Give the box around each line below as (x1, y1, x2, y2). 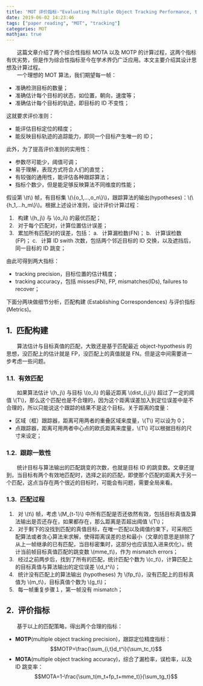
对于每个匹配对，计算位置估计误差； (18, 222, 108, 229)
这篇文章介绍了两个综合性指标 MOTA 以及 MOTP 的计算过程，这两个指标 (16, 49, 197, 56)
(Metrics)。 (6, 306, 34, 313)
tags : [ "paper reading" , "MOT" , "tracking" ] (6, 20, 120, 26)
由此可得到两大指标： (6, 258, 59, 265)
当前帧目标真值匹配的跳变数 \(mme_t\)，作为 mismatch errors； (20, 548, 179, 555)
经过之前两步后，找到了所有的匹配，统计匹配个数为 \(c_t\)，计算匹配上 (18, 555, 193, 563)
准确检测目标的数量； (14, 84, 68, 91)
